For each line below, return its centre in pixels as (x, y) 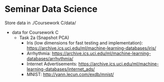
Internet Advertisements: (52, 64)
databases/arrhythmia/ (50, 58)
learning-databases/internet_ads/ (61, 69)
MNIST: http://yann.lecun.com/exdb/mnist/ (70, 74)
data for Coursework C (35, 32)
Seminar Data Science (51, 9)
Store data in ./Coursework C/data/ (40, 23)
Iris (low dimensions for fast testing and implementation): (85, 42)
